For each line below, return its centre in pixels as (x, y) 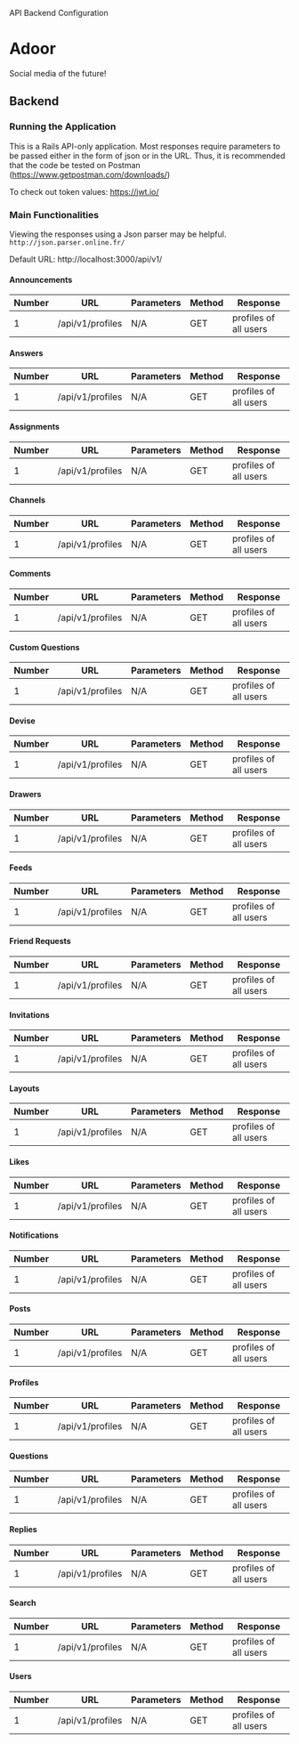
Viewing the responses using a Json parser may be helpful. (118, 234)
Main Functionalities (54, 214)
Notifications (34, 1235)
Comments (30, 574)
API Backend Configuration (59, 13)
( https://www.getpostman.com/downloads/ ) (90, 174)
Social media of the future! (58, 73)
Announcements (41, 279)
